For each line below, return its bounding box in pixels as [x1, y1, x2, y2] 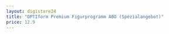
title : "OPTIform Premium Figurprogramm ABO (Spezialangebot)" [6, 14, 164, 20]
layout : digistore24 [6, 8, 57, 14]
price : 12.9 [6, 19, 35, 25]
